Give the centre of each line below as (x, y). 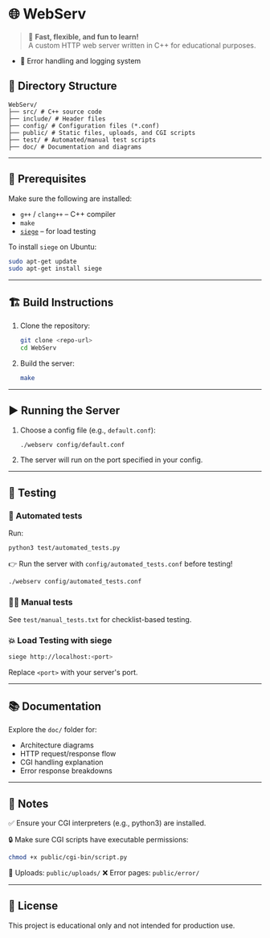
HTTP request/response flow (68, 754)
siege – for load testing (58, 231)
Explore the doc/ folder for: (53, 730)
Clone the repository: (55, 326)
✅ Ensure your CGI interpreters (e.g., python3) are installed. (107, 823)
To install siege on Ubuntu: (53, 247)
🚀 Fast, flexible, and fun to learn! (83, 36)
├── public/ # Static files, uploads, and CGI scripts (102, 133)
